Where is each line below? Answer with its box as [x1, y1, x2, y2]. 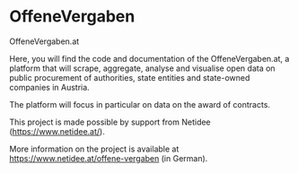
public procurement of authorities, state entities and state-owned [9, 72, 250, 82]
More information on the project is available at [9, 143, 180, 154]
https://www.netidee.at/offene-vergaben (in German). [9, 152, 208, 163]
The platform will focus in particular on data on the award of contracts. [9, 99, 271, 109]
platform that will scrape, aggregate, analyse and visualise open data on [9, 63, 276, 74]
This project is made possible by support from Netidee [9, 117, 211, 127]
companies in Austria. [9, 82, 90, 92]
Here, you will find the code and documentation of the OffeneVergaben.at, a [9, 53, 290, 64]
